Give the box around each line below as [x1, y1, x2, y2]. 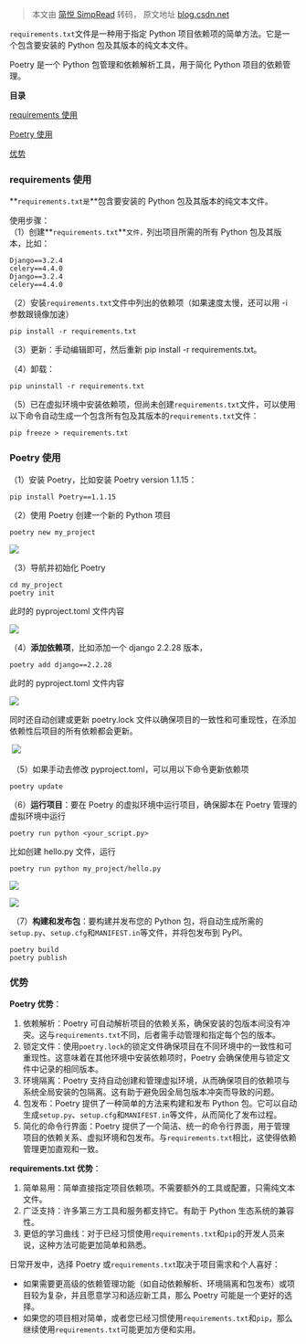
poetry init [9, 588, 55, 598]
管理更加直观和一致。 [22, 1143, 103, 1154]
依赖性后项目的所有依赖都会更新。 [9, 725, 138, 736]
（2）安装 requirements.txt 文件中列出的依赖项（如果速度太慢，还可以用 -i [9, 297, 288, 309]
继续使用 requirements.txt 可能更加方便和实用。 [22, 1324, 201, 1335]
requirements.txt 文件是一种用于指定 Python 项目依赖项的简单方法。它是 [9, 28, 282, 39]
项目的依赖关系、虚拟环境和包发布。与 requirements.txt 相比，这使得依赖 [22, 1132, 297, 1143]
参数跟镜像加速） [9, 309, 74, 320]
